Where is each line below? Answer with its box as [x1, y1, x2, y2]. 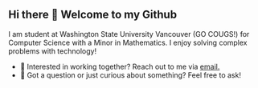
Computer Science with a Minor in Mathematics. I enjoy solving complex [8, 38, 248, 47]
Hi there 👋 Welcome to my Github [8, 8, 178, 22]
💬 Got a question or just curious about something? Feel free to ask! [19, 70, 241, 80]
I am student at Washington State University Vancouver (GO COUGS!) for [8, 29, 250, 38]
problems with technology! [8, 46, 97, 56]
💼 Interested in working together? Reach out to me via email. [19, 62, 220, 71]
